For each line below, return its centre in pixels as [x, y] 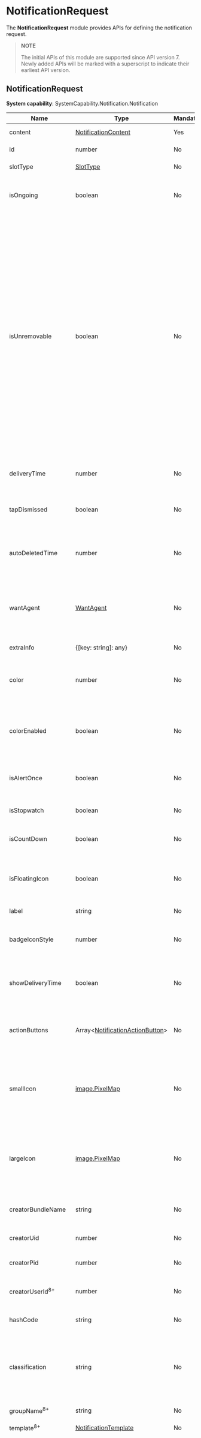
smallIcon [23, 1089]
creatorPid [24, 1263]
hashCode [24, 1320]
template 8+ [25, 1428]
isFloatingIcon [29, 879]
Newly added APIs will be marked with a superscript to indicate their [105, 64]
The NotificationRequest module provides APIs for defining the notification [99, 28]
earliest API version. [45, 70]
